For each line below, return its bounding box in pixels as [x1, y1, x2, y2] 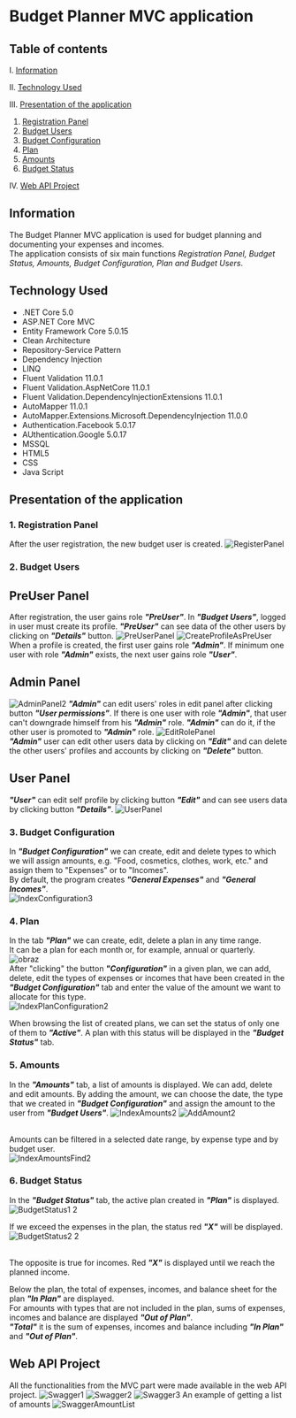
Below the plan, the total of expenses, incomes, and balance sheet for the [9, 1284, 277, 1294]
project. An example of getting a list [9, 1389, 283, 1399]
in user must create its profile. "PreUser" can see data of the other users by [9, 621, 286, 632]
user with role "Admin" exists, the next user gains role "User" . [9, 649, 238, 660]
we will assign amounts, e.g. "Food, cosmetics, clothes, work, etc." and [9, 855, 268, 866]
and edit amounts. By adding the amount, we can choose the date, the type [9, 1088, 284, 1099]
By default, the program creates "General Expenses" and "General [9, 874, 256, 885]
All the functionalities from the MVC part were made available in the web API [9, 1380, 287, 1391]
